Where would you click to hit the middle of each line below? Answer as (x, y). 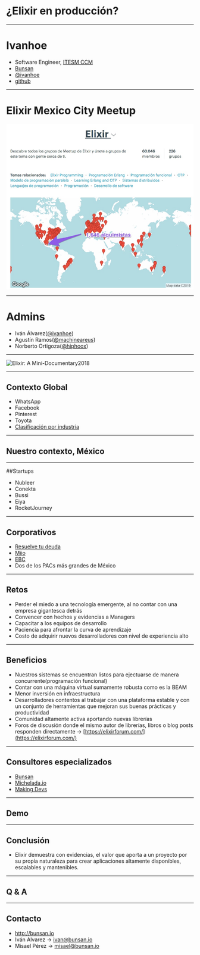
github (23, 81)
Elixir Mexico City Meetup (71, 111)
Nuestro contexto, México (55, 451)
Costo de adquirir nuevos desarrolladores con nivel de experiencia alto (101, 636)
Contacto (24, 919)
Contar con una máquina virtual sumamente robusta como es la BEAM (101, 687)
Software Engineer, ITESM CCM (54, 62)
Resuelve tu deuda (37, 547)
